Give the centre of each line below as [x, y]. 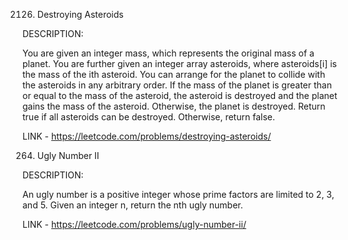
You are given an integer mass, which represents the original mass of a [168, 53]
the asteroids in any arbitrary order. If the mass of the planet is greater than [177, 85]
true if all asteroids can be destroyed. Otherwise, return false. [148, 117]
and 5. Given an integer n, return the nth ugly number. [133, 205]
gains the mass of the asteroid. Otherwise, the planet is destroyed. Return [174, 106]
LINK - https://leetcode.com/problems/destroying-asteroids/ [147, 136]
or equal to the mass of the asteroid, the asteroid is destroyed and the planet [180, 95]
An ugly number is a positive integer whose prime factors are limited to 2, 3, [178, 194]
